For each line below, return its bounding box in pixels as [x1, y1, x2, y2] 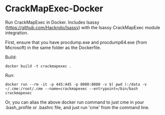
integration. [5, 30, 29, 36]
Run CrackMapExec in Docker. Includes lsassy [5, 19, 100, 25]
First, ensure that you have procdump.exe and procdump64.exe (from [5, 39, 147, 45]
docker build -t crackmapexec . [5, 64, 72, 69]
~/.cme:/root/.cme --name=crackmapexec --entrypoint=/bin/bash [5, 86, 138, 91]
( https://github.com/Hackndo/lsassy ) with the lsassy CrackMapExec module [5, 24, 161, 30]
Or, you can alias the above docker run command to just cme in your [5, 99, 144, 105]
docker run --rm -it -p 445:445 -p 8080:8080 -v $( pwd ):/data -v [5, 82, 147, 87]
